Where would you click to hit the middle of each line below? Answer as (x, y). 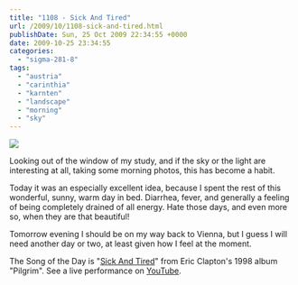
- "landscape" (44, 101)
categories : (32, 51)
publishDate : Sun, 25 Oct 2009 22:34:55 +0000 (98, 34)
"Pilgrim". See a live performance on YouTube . (96, 271)
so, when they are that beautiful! (70, 216)
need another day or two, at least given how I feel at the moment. (130, 244)
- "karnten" (40, 93)
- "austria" (40, 77)
